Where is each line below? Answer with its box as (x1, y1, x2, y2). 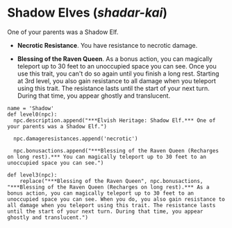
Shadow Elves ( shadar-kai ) (7, 5, 168, 21)
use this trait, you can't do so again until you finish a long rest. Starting (17, 69, 219, 78)
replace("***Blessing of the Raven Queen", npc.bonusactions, (19, 177, 204, 184)
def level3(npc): (7, 171, 58, 178)
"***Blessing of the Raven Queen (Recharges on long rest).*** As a (7, 184, 210, 191)
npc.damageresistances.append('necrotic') (13, 135, 138, 142)
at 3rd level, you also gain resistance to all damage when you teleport (17, 76, 217, 85)
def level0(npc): (7, 111, 58, 118)
